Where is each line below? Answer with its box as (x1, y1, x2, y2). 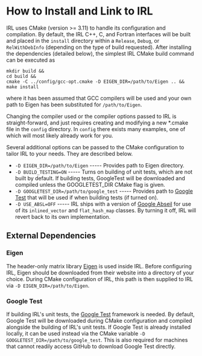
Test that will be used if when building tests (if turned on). (14, 193, 159, 201)
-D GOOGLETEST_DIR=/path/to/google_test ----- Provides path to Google (14, 187, 193, 195)
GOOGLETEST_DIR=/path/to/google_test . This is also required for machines (6, 336, 188, 343)
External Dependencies (6, 231, 96, 241)
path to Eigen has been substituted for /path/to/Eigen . (6, 101, 142, 108)
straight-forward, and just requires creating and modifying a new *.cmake (6, 119, 189, 126)
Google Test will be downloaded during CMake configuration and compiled (6, 317, 192, 324)
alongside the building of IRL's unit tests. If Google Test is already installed (6, 323, 191, 331)
